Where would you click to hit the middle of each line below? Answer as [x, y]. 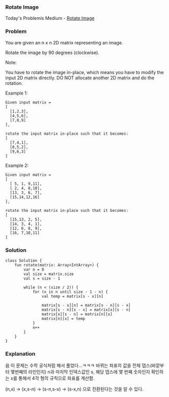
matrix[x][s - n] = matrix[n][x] [77, 314]
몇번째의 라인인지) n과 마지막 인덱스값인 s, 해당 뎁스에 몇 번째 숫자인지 [80, 372]
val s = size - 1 [42, 278]
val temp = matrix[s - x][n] [72, 296]
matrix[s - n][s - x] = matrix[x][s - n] [86, 310]
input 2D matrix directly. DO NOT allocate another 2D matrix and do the [80, 78]
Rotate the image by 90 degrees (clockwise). [52, 53]
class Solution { [24, 260]
